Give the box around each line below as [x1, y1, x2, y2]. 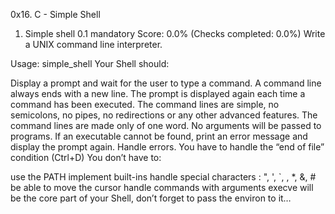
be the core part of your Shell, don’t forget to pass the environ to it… [10, 192, 292, 204]
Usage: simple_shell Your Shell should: [10, 58, 170, 69]
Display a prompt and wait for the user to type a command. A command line [10, 77, 322, 89]
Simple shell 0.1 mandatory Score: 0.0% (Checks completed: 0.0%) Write [24, 28, 326, 39]
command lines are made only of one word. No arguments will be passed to [10, 120, 322, 131]
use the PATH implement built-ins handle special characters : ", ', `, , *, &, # [10, 171, 317, 183]
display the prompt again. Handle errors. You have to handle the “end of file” [10, 141, 325, 153]
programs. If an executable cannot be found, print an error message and [10, 130, 308, 142]
